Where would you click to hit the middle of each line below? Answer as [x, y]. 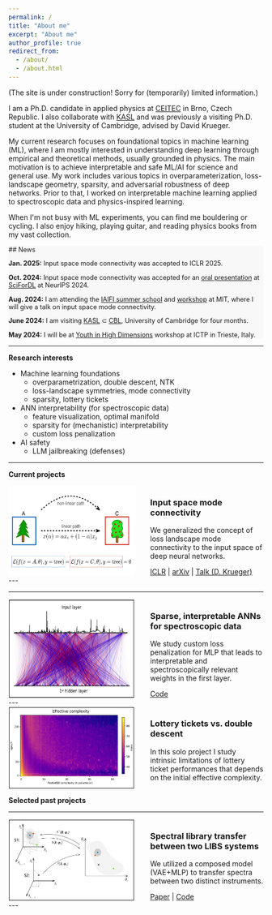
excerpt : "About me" [43, 34]
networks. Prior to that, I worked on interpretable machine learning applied [133, 193]
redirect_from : [34, 52]
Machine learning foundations [70, 373]
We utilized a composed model [202, 864]
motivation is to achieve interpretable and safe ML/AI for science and [123, 167]
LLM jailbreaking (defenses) [79, 451]
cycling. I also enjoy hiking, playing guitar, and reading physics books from [133, 226]
